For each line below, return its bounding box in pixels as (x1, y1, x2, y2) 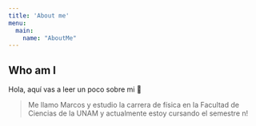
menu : (8, 19, 26, 27)
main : (15, 26, 34, 34)
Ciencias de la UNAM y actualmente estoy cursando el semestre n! (27, 108, 249, 118)
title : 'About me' (8, 11, 70, 20)
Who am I (8, 63, 56, 77)
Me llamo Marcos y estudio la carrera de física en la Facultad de (27, 100, 240, 110)
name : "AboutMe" (22, 33, 78, 42)
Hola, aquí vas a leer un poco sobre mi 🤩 (8, 85, 142, 94)
